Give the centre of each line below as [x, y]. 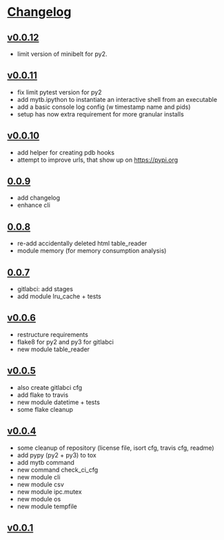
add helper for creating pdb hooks [66, 152]
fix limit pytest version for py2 [59, 92]
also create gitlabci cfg [50, 387]
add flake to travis [43, 395]
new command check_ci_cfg [58, 470]
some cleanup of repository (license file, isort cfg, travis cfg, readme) [116, 448]
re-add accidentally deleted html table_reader [82, 243]
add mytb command [45, 462]
